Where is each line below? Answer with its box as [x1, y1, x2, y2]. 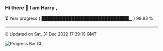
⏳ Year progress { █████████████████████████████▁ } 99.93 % [5, 15, 154, 21]
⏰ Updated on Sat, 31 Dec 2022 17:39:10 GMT [5, 31, 97, 37]
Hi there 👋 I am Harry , [5, 4, 58, 11]
